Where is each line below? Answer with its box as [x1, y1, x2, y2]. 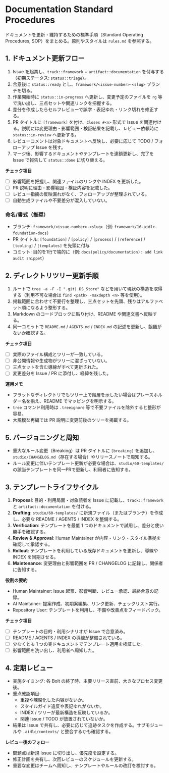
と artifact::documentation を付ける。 [12, 503, 94, 509]
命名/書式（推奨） [5, 211, 49, 218]
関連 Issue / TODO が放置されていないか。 [20, 716, 108, 722]
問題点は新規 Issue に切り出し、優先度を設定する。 [12, 750, 120, 756]
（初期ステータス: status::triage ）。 [12, 75, 89, 81]
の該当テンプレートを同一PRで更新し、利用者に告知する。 [12, 467, 134, 473]
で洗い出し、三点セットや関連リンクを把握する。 [12, 100, 115, 106]
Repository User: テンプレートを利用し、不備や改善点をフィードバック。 [12, 607, 163, 613]
